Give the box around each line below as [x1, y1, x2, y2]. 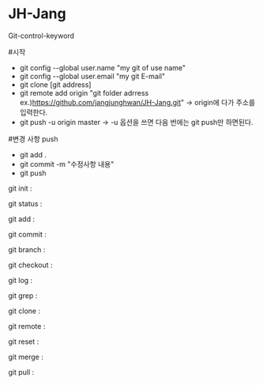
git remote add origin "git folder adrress [19, 88, 149, 97]
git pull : [8, 367, 35, 376]
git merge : [8, 352, 43, 361]
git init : [8, 183, 33, 193]
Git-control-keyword [8, 31, 75, 40]
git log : [8, 275, 33, 285]
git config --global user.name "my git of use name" [19, 62, 186, 72]
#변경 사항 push [8, 134, 58, 143]
